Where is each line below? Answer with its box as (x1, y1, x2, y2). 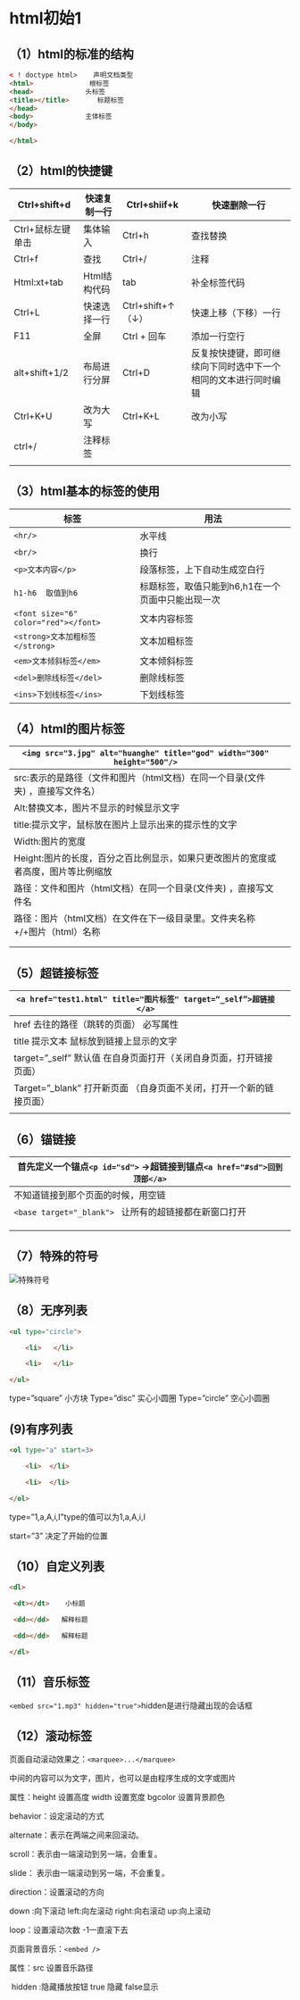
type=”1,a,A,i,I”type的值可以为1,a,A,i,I (9, 1511, 146, 1522)
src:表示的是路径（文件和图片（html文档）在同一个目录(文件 (13, 771, 266, 784)
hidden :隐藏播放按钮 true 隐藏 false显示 (11, 1981, 159, 1992)
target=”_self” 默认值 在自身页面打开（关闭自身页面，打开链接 (13, 1052, 273, 1064)
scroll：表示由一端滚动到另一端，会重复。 (9, 1849, 162, 1860)
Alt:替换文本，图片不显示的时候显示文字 (13, 802, 180, 814)
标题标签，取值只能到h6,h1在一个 (139, 579, 281, 592)
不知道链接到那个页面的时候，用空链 (13, 1189, 167, 1202)
